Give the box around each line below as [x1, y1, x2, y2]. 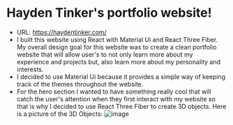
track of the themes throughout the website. [16, 80, 144, 88]
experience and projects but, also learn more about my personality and [16, 57, 221, 66]
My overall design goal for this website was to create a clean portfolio [16, 43, 217, 51]
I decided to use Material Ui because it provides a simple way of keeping [16, 72, 226, 81]
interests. [16, 65, 44, 73]
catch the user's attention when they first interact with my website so [16, 94, 216, 103]
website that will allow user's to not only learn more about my [16, 50, 193, 59]
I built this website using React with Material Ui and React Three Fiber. [16, 35, 218, 43]
